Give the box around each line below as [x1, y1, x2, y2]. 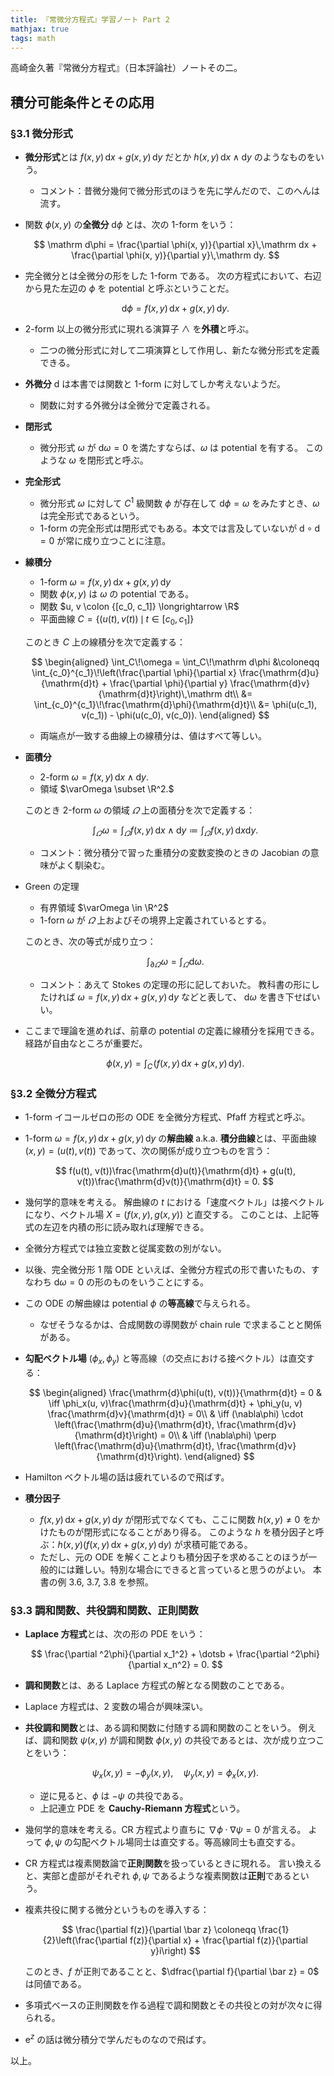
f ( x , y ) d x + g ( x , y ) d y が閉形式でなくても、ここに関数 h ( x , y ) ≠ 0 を [39, 1514, 312, 1525]
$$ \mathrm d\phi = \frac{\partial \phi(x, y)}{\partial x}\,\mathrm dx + [33, 239, 318, 251]
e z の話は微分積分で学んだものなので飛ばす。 [24, 2032, 212, 2045]
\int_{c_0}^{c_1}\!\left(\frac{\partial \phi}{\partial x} [31, 666, 237, 678]
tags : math [10, 33, 56, 43]
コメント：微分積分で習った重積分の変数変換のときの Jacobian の [39, 847, 311, 859]
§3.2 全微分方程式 [10, 1086, 97, 1100]
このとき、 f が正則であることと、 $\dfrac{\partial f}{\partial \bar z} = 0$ [24, 1966, 320, 1978]
